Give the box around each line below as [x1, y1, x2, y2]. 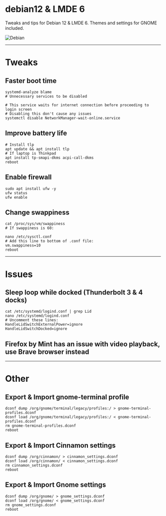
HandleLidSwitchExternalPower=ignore [5, 322, 83, 327]
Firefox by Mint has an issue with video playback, [5, 340, 160, 348]
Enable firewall [5, 173, 52, 181]
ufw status [5, 190, 28, 195]
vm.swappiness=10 [5, 243, 41, 248]
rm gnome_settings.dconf [5, 502, 56, 508]
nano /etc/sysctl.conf [5, 234, 52, 239]
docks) [5, 296, 27, 304]
